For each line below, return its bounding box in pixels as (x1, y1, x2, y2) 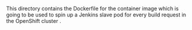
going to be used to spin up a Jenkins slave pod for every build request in (6, 11, 186, 18)
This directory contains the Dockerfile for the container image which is (6, 5, 179, 12)
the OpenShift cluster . (6, 18, 61, 24)
